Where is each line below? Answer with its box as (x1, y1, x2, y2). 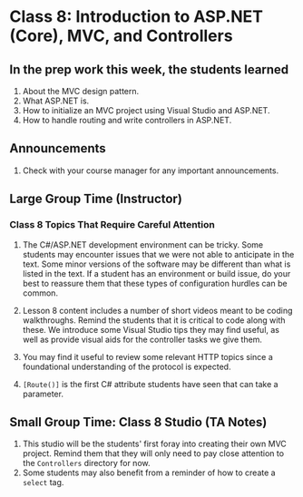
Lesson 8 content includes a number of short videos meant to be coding (22, 305, 293, 316)
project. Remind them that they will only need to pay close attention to (22, 448, 284, 459)
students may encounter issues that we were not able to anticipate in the (22, 248, 295, 259)
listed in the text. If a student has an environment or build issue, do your (22, 268, 291, 278)
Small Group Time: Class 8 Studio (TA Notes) (9, 414, 268, 430)
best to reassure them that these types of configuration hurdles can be (22, 278, 288, 288)
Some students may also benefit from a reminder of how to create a (22, 467, 276, 478)
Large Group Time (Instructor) (9, 191, 183, 207)
